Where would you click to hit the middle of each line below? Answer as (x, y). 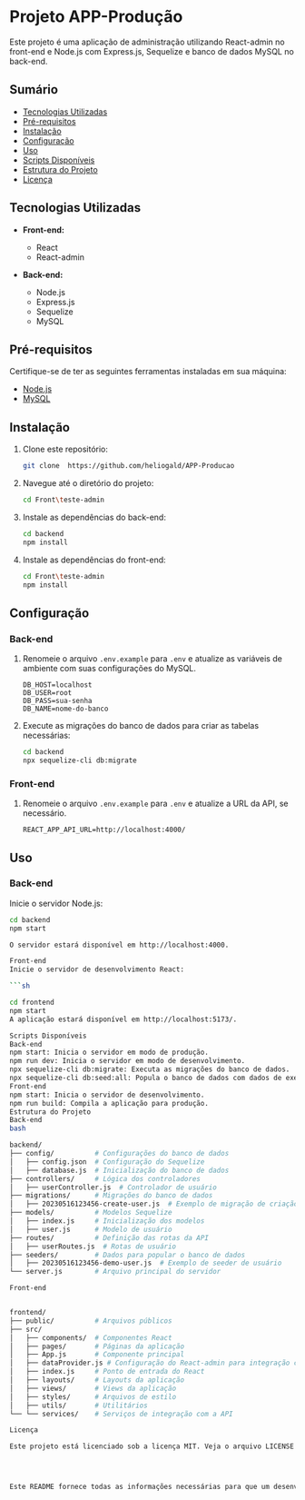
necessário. (44, 813)
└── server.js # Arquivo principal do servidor (115, 1272)
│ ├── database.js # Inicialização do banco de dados (119, 1170)
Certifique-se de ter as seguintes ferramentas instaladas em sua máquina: (148, 372)
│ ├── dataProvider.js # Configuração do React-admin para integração (150, 1363)
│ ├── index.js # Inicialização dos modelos (107, 1221)
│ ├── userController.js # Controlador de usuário (113, 1187)
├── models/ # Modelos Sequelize (91, 1213)
